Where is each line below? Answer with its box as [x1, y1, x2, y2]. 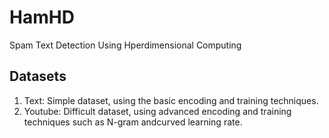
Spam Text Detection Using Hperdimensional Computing [9, 39, 242, 51]
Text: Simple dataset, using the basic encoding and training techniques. [23, 94, 319, 106]
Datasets [9, 68, 67, 85]
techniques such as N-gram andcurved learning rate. [23, 116, 243, 128]
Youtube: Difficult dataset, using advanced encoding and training [23, 105, 292, 117]
